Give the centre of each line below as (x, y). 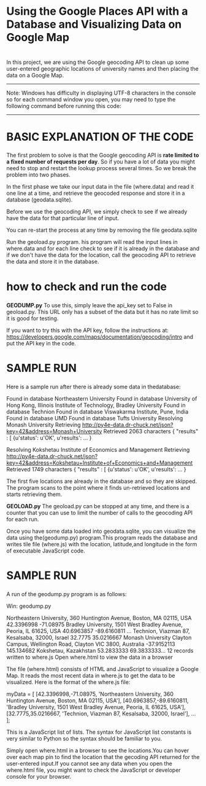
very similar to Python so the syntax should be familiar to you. (84, 738)
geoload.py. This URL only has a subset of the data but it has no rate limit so (102, 312)
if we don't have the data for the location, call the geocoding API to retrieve (101, 255)
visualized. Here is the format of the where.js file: (68, 682)
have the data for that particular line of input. (63, 218)
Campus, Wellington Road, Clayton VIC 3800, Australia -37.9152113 (91, 644)
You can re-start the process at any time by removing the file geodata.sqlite (102, 230)
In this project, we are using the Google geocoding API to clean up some (98, 62)
